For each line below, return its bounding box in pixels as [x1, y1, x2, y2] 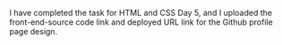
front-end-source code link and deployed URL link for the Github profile [9, 17, 273, 27]
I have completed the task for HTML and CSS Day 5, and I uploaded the [9, 8, 273, 18]
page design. [9, 26, 58, 36]
